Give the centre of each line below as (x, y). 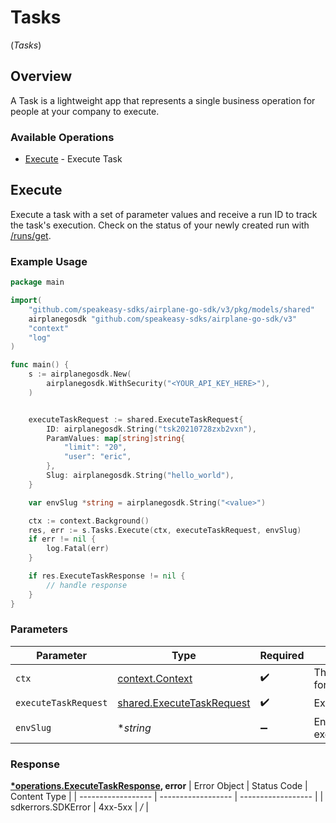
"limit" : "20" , (95, 447)
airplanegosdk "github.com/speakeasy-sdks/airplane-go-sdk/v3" (163, 319)
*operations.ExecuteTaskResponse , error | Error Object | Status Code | (159, 786)
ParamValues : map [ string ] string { (116, 438)
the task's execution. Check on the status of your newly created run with (160, 225)
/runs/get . (31, 235)
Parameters (39, 629)
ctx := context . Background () (89, 521)
